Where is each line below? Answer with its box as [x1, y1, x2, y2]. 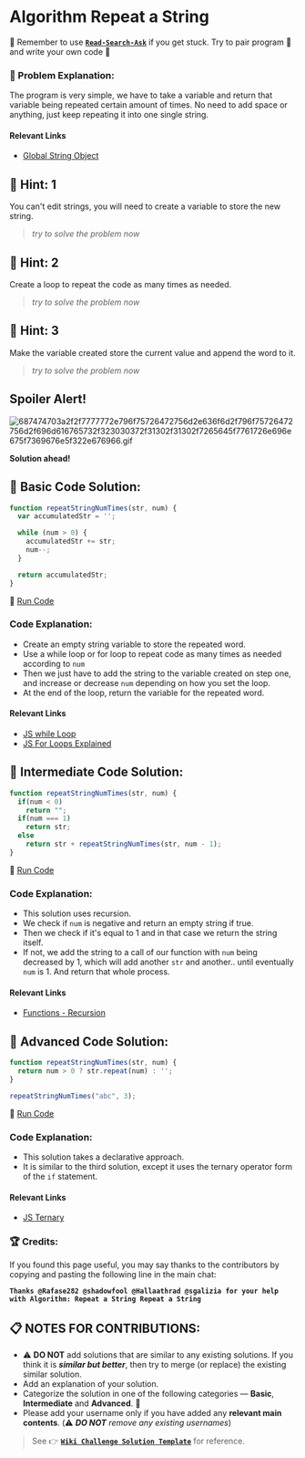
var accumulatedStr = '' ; [17, 512, 117, 521]
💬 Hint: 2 [9, 255, 59, 270]
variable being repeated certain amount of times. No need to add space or [9, 99, 289, 110]
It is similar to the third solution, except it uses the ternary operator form [22, 1161, 293, 1172]
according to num [22, 658, 86, 669]
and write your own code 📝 [9, 46, 111, 57]
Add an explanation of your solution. [22, 1379, 159, 1390]
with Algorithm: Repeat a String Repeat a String [9, 1295, 202, 1304]
